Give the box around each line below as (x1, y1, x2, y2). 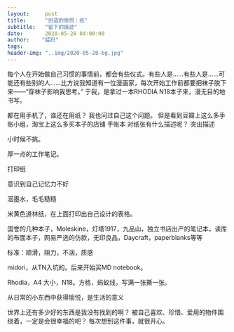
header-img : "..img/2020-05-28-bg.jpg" (7, 50, 124, 57)
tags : (7, 43, 23, 50)
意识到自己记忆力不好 (7, 179, 69, 188)
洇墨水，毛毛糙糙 (7, 194, 57, 203)
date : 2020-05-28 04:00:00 (7, 30, 105, 37)
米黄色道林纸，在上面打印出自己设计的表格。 (7, 209, 137, 218)
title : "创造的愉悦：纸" (7, 17, 88, 24)
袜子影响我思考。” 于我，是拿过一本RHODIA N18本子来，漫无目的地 (34, 87, 226, 96)
